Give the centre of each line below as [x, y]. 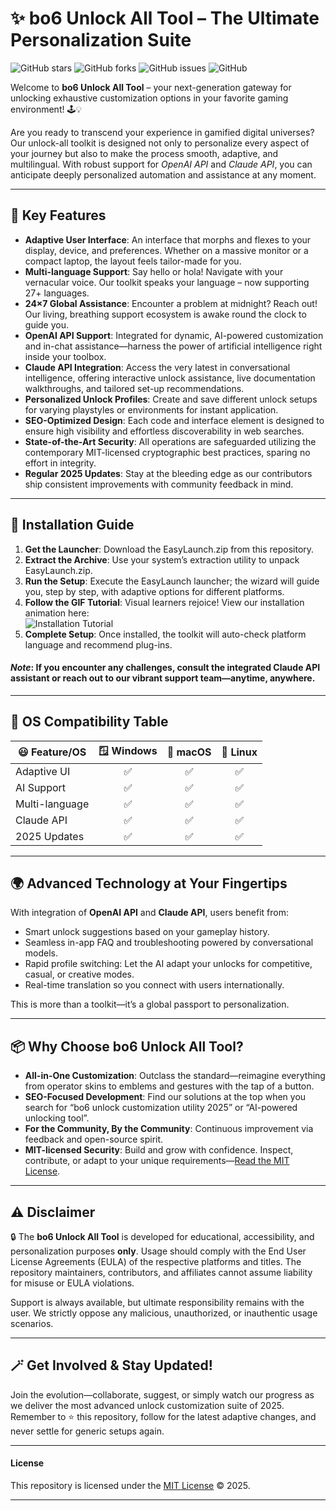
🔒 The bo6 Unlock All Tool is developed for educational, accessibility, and [162, 1237]
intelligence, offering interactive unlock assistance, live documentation [170, 378]
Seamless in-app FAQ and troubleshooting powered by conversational [169, 943]
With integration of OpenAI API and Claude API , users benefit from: [149, 913]
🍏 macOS [189, 752]
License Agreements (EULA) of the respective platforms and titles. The [156, 1262]
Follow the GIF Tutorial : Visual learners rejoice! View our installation [164, 602]
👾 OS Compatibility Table [89, 722]
